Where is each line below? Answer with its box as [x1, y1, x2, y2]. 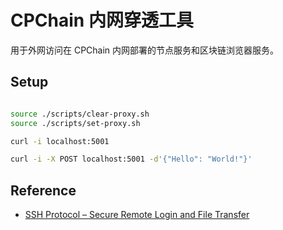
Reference [10, 182, 77, 199]
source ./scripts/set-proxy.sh [10, 118, 141, 128]
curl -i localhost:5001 [10, 136, 110, 146]
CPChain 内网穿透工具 [10, 9, 194, 32]
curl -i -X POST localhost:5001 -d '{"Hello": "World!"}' [10, 154, 253, 165]
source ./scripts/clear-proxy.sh [10, 109, 150, 119]
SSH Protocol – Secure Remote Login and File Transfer [24, 209, 250, 221]
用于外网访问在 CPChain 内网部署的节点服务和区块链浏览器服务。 [10, 44, 280, 56]
